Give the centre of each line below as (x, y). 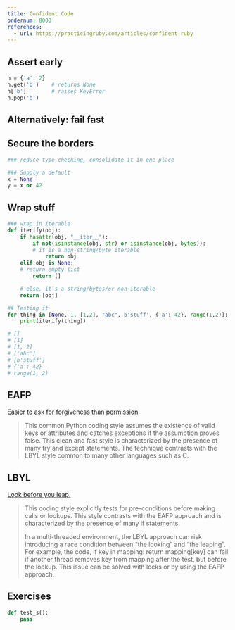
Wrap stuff (31, 207)
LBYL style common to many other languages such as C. (107, 455)
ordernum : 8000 (30, 20)
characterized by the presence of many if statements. (102, 523)
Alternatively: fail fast (56, 119)
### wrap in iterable (39, 224)
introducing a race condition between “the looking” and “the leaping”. (125, 544)
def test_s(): (28, 612)
